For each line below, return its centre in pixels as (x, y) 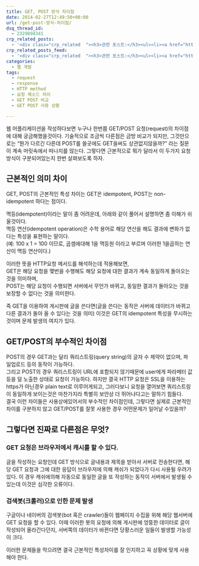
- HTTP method (29, 89)
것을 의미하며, (22, 279)
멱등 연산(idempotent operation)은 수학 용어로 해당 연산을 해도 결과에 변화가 (95, 229)
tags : (13, 72)
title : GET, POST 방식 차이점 (40, 12)
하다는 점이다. (51, 201)
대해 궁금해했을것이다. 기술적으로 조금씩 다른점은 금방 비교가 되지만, (90, 136)
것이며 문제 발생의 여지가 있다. (41, 321)
